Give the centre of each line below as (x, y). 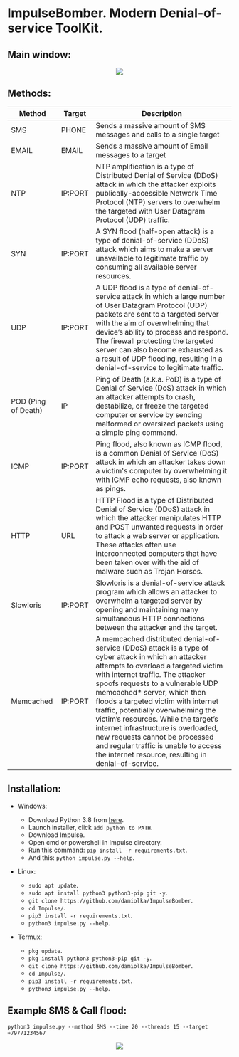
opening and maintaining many (147, 609)
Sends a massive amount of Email (152, 146)
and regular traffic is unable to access (159, 745)
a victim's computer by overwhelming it (161, 470)
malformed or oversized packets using (160, 424)
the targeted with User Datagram (150, 211)
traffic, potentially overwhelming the (156, 710)
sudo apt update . (53, 885)
